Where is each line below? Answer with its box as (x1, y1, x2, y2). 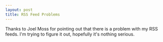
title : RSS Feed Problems (5, 12, 60, 17)
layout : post (5, 7, 33, 12)
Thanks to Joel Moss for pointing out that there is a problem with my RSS (5, 25, 158, 31)
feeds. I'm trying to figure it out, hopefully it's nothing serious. (5, 31, 135, 37)
